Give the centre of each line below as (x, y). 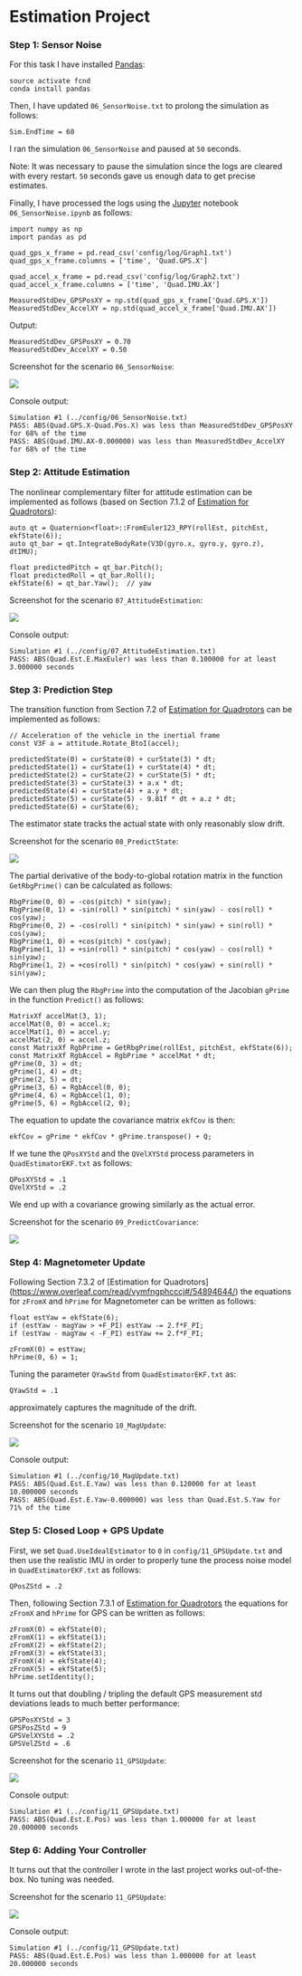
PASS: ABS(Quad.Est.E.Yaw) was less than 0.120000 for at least (133, 1484)
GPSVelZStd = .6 (40, 1743)
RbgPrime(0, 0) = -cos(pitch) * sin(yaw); (90, 902)
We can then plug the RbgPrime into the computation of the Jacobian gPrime (150, 990)
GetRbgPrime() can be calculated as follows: (91, 885)
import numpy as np (46, 229)
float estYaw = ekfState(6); (64, 1318)
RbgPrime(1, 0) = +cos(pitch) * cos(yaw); (90, 942)
